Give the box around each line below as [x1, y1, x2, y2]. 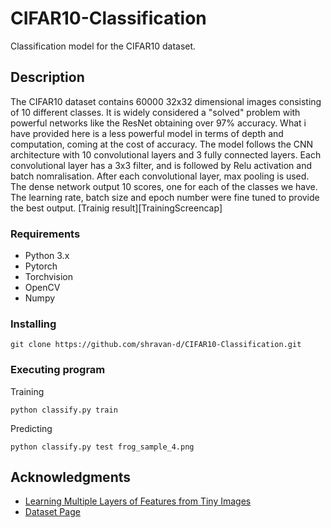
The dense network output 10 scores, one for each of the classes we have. [10, 180, 318, 192]
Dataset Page [24, 506, 81, 518]
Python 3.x [24, 250, 70, 262]
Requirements [10, 227, 81, 241]
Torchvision [24, 271, 73, 283]
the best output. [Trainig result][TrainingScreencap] [10, 202, 223, 214]
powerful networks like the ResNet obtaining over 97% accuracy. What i [10, 117, 307, 129]
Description [10, 69, 85, 86]
